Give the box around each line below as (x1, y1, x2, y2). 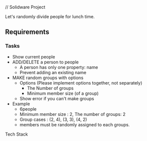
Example (12, 101, 31, 107)
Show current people (12, 54, 55, 59)
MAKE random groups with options (12, 75, 84, 81)
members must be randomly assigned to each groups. (19, 121, 130, 127)
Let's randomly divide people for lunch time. (5, 14, 95, 19)
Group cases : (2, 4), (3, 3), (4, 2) (19, 116, 87, 122)
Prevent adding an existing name (19, 69, 86, 75)
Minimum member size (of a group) (27, 90, 99, 96)
